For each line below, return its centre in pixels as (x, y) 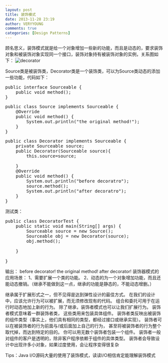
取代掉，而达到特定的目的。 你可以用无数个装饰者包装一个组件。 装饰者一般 (83, 332)
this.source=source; (51, 156)
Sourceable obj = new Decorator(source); (78, 236)
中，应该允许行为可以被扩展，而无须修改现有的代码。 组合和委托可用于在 (80, 301)
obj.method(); (43, 241)
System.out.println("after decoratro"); (76, 191)
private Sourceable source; (50, 146)
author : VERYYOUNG (24, 24)
